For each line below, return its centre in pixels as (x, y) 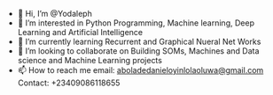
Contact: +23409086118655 (69, 83)
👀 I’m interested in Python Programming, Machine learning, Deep (136, 23)
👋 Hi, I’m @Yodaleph (55, 14)
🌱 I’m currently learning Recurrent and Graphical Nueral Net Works (139, 41)
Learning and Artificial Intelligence (80, 32)
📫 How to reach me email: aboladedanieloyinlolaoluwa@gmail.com (140, 70)
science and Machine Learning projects (90, 60)
